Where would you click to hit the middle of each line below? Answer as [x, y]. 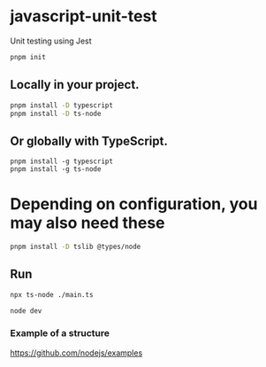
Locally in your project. [75, 85]
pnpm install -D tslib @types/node [76, 247]
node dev [26, 311]
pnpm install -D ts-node [56, 113]
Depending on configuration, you [134, 204]
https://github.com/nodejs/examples [76, 353]
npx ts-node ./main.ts [52, 294]
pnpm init [28, 57]
